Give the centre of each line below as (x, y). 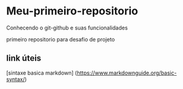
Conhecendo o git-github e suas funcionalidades (67, 28)
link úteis (24, 58)
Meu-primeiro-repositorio (72, 11)
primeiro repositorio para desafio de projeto (61, 39)
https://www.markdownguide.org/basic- (127, 73)
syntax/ (16, 79)
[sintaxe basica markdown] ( (42, 73)
